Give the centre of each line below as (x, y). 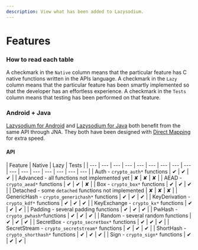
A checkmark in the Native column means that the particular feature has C (97, 72)
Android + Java (29, 113)
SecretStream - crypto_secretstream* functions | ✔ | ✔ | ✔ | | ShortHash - (96, 228)
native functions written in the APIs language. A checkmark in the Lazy (92, 79)
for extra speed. (26, 138)
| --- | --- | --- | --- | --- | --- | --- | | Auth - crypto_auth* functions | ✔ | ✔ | (98, 171)
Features (28, 41)
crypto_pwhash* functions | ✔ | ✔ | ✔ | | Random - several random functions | (99, 215)
